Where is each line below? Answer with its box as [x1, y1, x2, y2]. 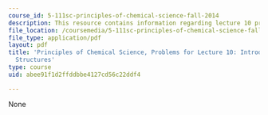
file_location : [8, 26, 59, 34]
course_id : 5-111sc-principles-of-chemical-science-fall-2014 [8, 11, 219, 20]
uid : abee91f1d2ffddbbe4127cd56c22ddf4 [8, 71, 141, 79]
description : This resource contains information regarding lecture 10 [8, 19, 251, 27]
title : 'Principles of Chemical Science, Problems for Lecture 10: [8, 48, 238, 56]
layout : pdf [8, 41, 48, 49]
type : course [8, 63, 52, 71]
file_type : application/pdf [8, 33, 102, 42]
